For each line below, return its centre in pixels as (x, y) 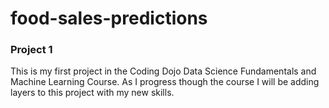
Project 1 (31, 50)
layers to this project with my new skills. (92, 93)
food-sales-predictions (109, 18)
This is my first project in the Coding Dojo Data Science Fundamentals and (163, 71)
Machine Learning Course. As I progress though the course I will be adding (165, 82)
